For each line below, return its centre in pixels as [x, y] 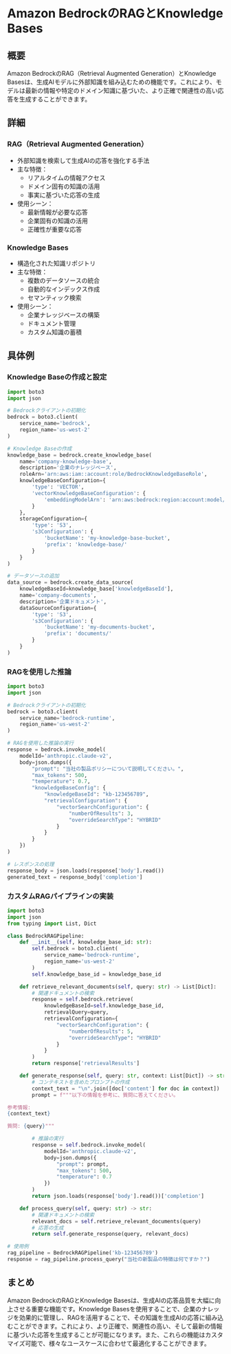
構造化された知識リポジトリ [56, 263]
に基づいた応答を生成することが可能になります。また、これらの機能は [106, 1335]
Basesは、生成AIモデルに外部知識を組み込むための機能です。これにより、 [112, 82]
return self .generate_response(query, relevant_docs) [110, 1234]
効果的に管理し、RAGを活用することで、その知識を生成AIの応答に [112, 1318]
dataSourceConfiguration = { [58, 608]
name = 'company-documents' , [58, 596]
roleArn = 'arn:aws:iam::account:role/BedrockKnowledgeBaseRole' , [113, 474]
